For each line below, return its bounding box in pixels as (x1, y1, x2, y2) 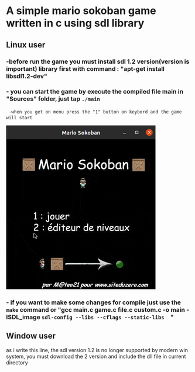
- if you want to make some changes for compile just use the (6, 298, 182, 306)
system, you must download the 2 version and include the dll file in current (6, 353, 186, 360)
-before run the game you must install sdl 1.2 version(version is (6, 57, 190, 66)
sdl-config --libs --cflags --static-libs (42, 314, 165, 321)
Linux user (6, 40, 46, 50)
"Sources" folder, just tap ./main (6, 95, 101, 103)
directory (6, 359, 28, 366)
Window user (6, 331, 56, 341)
